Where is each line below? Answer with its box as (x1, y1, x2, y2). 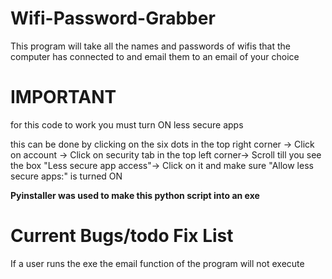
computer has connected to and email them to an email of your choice (10, 50, 300, 62)
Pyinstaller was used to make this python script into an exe (10, 189, 260, 201)
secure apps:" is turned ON (10, 170, 123, 182)
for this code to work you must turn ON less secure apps (10, 118, 244, 131)
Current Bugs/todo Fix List (10, 225, 234, 247)
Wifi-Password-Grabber (10, 7, 216, 30)
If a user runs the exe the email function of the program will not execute (10, 257, 305, 269)
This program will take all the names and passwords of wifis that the (10, 40, 291, 52)
